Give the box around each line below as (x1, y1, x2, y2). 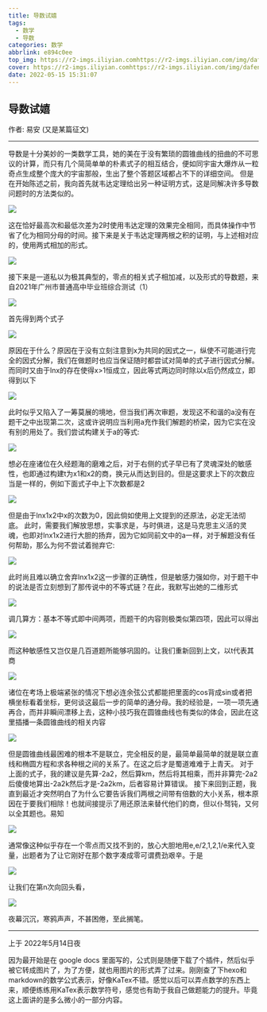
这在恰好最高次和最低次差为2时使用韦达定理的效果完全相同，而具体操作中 (8, 220, 250, 231)
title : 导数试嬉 (8, 11, 57, 20)
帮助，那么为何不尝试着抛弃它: (14, 541, 115, 550)
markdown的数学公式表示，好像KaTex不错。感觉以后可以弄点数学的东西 (8, 975, 244, 985)
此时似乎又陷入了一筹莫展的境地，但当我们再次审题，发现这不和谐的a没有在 (8, 407, 256, 417)
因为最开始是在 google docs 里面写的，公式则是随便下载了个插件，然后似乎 (8, 956, 255, 965)
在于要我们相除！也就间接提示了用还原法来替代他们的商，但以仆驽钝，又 (14, 799, 252, 808)
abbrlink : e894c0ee (8, 48, 73, 56)
